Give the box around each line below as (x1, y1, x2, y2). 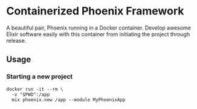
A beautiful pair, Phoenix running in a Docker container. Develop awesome (6, 24, 192, 31)
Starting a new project (6, 72, 73, 81)
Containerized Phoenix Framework (6, 4, 184, 18)
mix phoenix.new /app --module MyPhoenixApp (11, 96, 126, 103)
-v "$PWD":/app (11, 92, 50, 98)
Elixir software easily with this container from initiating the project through (6, 30, 190, 37)
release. (6, 37, 27, 44)
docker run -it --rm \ (6, 86, 63, 92)
